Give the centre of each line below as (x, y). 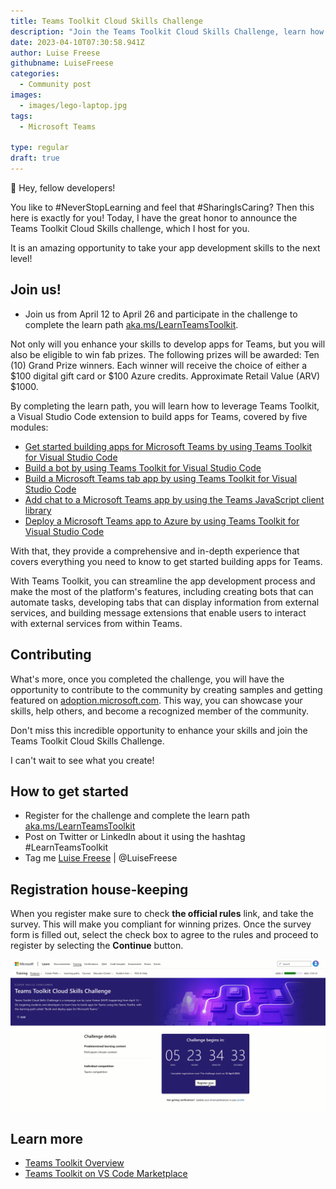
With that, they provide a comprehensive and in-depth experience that (155, 551)
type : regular (40, 148)
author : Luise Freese (55, 53)
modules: (29, 427)
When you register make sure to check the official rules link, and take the (162, 914)
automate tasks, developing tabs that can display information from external (165, 602)
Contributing (51, 655)
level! (21, 258)
